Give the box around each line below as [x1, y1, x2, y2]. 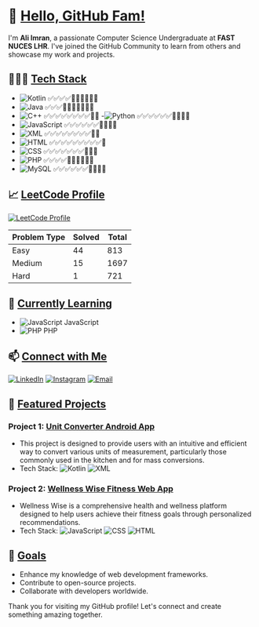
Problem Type [12, 231, 66, 242]
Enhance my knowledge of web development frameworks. [19, 569, 209, 579]
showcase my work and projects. [8, 49, 115, 59]
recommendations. [19, 518, 81, 527]
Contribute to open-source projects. [19, 578, 137, 587]
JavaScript [64, 318, 100, 327]
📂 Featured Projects [8, 397, 107, 410]
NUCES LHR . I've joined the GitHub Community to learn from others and [8, 41, 241, 50]
